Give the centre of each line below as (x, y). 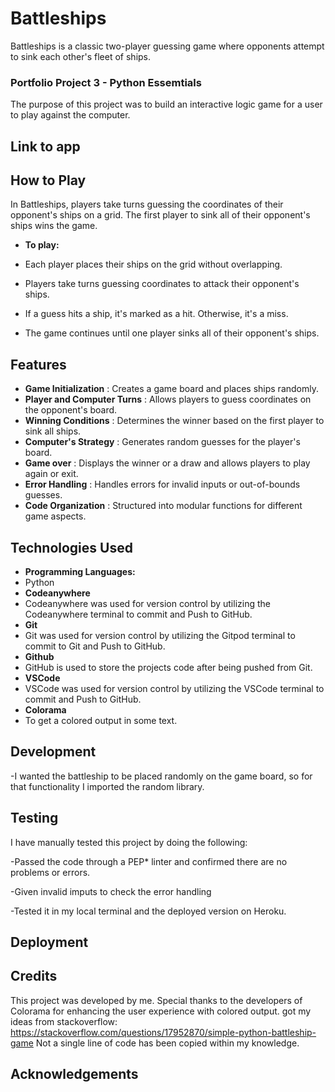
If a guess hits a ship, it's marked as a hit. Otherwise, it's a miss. (156, 314)
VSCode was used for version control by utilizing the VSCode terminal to (174, 689)
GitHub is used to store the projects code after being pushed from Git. (168, 668)
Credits (34, 976)
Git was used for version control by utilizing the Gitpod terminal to (160, 636)
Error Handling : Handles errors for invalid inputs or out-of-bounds (162, 484)
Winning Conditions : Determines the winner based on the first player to (174, 421)
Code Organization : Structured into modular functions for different (163, 506)
